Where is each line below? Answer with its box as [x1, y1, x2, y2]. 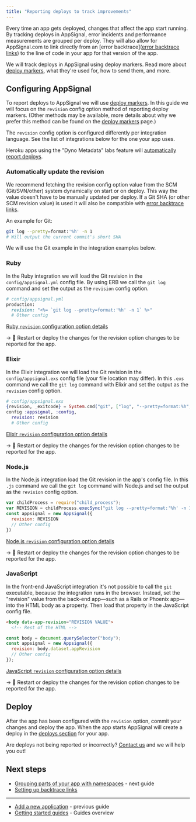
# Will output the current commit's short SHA [6, 234, 121, 240]
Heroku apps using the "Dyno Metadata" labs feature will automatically [6, 147, 177, 154]
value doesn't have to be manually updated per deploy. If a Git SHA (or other [6, 194, 190, 201]
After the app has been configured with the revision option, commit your [6, 717, 182, 724]
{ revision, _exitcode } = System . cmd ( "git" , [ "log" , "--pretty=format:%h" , [6, 404, 192, 410]
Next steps [6, 764, 47, 775]
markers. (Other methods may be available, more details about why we [6, 112, 176, 119]
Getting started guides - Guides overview [14, 809, 114, 816]
